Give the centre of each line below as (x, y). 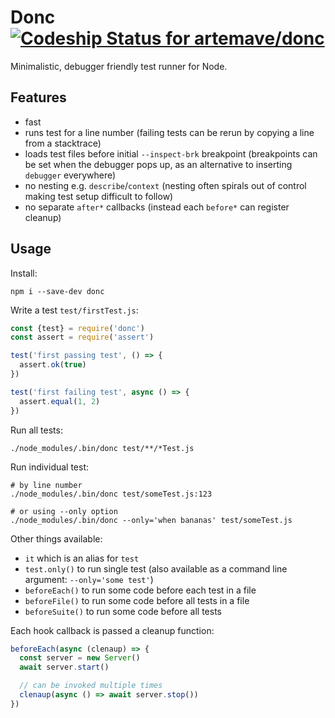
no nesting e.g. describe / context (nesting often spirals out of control (165, 185)
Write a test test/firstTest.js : (74, 310)
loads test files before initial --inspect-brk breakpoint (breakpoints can (171, 153)
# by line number (46, 485)
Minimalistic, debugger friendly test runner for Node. (119, 66)
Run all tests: (36, 430)
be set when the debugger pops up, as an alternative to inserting (158, 164)
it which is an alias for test (82, 558)
